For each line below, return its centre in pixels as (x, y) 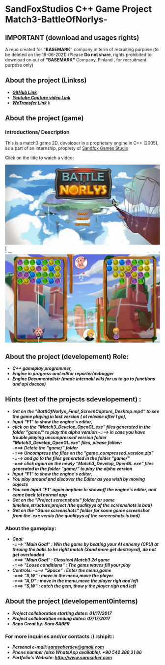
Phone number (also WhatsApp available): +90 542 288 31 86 (77, 652)
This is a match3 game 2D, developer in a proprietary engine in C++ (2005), (82, 143)
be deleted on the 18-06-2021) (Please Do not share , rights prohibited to (78, 55)
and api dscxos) (29, 384)
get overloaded (28, 555)
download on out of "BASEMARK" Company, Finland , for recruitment (76, 60)
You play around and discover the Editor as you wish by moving (79, 479)
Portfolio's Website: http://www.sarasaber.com (62, 658)
